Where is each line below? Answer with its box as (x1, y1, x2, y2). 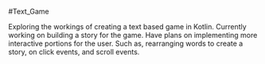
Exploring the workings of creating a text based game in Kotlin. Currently (8, 22, 247, 31)
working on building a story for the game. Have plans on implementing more (8, 31, 258, 40)
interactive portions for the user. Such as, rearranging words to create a (8, 39, 244, 48)
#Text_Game (8, 7, 49, 16)
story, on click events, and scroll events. (8, 47, 140, 56)
